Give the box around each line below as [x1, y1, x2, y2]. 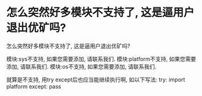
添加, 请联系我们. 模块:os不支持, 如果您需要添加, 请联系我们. [6, 62, 157, 70]
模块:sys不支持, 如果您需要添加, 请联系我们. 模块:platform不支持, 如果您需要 [6, 55, 196, 62]
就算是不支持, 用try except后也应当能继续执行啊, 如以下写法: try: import [6, 76, 185, 83]
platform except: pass [6, 83, 61, 90]
